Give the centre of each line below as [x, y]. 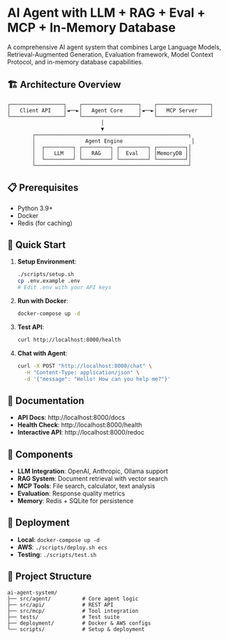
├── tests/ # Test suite [63, 617]
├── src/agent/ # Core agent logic [73, 599]
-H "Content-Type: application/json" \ [82, 372]
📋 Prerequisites [43, 188]
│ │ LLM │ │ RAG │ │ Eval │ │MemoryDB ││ [112, 153]
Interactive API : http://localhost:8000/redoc [81, 432]
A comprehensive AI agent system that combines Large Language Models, [114, 47]
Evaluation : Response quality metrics [71, 493]
